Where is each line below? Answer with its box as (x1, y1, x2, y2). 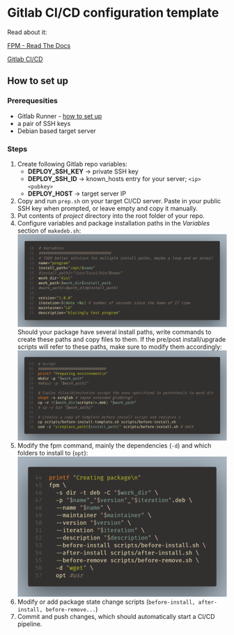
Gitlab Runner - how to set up (17, 111, 102, 120)
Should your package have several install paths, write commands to (17, 328, 212, 336)
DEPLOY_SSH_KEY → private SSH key (27, 167, 139, 175)
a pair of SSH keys (17, 119, 71, 127)
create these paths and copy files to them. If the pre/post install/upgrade (17, 336, 226, 344)
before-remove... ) (45, 604, 98, 613)
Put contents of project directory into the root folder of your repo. (17, 211, 205, 220)
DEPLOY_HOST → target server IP (27, 189, 127, 198)
